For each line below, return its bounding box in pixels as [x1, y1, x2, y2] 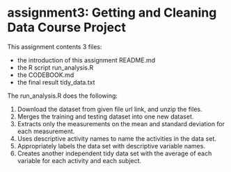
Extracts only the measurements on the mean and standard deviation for [17, 119, 225, 128]
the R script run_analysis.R [17, 63, 94, 71]
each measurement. [17, 127, 75, 135]
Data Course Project [7, 19, 127, 35]
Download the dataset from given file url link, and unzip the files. [17, 105, 202, 113]
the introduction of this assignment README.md [17, 55, 156, 64]
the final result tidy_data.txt [17, 78, 95, 86]
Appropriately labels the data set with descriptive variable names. [17, 141, 205, 150]
